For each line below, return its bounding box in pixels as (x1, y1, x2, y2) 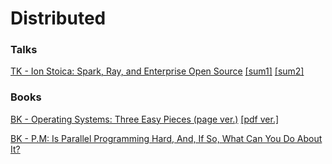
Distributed (10, 7, 107, 30)
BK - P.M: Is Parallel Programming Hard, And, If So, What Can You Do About (10, 132, 323, 144)
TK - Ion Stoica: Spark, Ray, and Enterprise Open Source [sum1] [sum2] (10, 65, 305, 77)
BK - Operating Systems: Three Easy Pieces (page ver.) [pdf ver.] (10, 113, 280, 125)
